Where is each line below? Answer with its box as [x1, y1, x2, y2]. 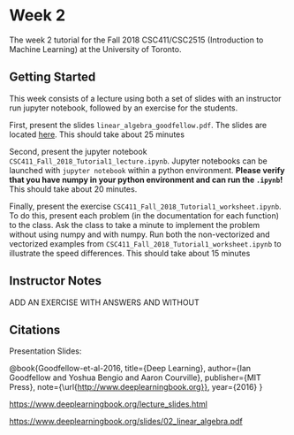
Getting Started [9, 70, 96, 85]
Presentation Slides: [9, 346, 82, 356]
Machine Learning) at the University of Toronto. [9, 43, 182, 54]
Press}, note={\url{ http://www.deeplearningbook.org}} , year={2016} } [9, 382, 263, 393]
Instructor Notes [9, 273, 102, 288]
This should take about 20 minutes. [9, 183, 138, 195]
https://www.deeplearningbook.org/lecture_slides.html [9, 399, 207, 409]
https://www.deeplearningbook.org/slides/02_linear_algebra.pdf [9, 416, 243, 427]
